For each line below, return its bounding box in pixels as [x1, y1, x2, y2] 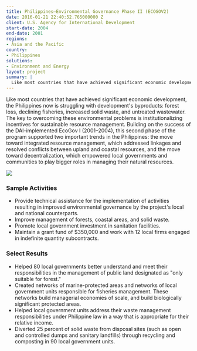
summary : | [6, 74, 33, 80]
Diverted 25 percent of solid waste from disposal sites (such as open [14, 325, 181, 332]
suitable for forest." [14, 275, 62, 282]
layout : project [6, 69, 46, 75]
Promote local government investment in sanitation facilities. [14, 222, 161, 229]
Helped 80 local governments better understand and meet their [14, 263, 168, 270]
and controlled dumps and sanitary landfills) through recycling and [14, 332, 175, 339]
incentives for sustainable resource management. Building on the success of [6, 121, 191, 128]
